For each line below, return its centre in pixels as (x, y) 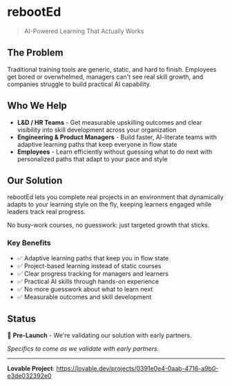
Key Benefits (29, 243)
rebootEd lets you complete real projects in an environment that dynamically (116, 197)
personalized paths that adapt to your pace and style (92, 159)
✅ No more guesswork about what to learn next (85, 289)
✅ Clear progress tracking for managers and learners (93, 274)
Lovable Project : (31, 369)
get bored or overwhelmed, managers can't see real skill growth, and (105, 77)
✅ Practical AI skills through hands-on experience (88, 281)
